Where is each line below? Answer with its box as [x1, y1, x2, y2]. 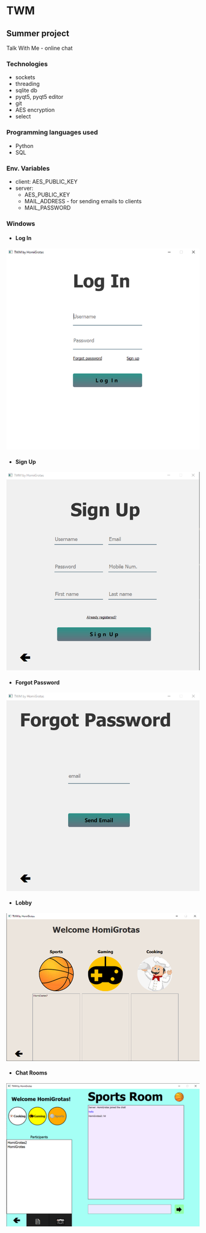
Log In [15, 235, 32, 242]
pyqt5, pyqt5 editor [15, 93, 64, 101]
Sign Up [15, 458, 36, 465]
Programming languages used [6, 128, 98, 137]
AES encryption [15, 106, 55, 114]
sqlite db [15, 87, 38, 94]
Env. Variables [6, 164, 50, 173]
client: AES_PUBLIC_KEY [15, 177, 78, 185]
